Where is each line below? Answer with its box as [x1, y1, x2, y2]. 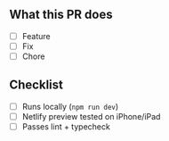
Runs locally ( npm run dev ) [21, 101, 119, 112]
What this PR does [9, 7, 113, 22]
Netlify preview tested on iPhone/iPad [21, 111, 161, 121]
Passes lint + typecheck [21, 120, 111, 132]
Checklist [9, 78, 64, 93]
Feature [21, 30, 51, 41]
